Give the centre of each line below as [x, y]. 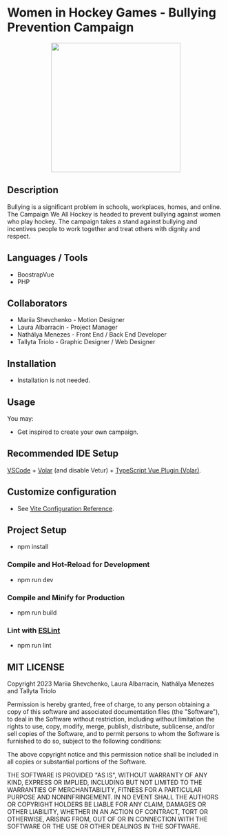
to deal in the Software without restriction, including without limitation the [111, 719]
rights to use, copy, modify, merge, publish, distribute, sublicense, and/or [111, 726]
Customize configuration [62, 492]
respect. [19, 236]
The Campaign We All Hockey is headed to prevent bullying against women [114, 214]
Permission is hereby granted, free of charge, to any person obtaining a [108, 704]
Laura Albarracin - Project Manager [68, 327]
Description [33, 190]
